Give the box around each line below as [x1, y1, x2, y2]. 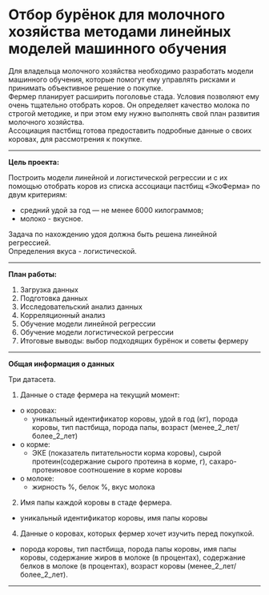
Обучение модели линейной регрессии [19, 319, 156, 328]
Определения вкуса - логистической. [8, 246, 138, 255]
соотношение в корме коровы [78, 464, 183, 474]
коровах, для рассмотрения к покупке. [8, 134, 143, 143]
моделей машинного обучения [8, 40, 227, 58]
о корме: [19, 439, 50, 449]
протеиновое [31, 464, 78, 474]
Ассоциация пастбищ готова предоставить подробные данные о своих [8, 126, 252, 135]
